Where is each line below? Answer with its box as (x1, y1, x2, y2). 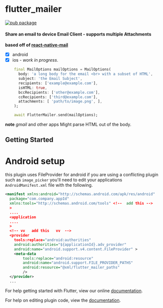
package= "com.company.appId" (9, 196, 69, 202)
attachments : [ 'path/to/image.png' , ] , (18, 99, 102, 104)
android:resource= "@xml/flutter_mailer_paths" (23, 265, 120, 270)
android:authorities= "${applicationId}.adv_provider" (14, 242, 127, 247)
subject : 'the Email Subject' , (18, 76, 83, 81)
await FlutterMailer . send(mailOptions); (14, 112, 98, 118)
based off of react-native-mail (5, 42, 68, 48)
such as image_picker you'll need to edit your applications (5, 177, 122, 183)
